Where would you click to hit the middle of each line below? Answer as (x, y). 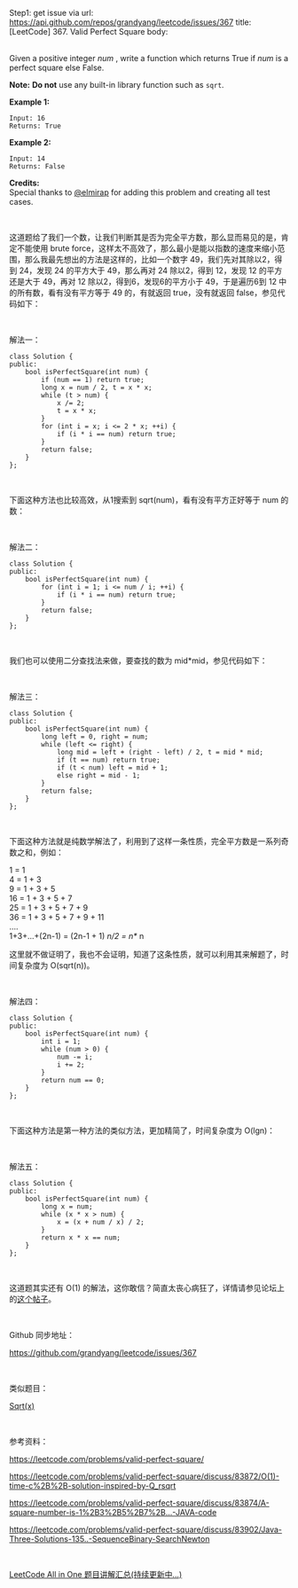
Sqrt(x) (22, 1406)
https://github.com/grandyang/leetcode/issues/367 (103, 1353)
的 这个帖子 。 (32, 1299)
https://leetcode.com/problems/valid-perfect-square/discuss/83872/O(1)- (145, 1476)
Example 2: (30, 142)
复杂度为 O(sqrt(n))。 (55, 965)
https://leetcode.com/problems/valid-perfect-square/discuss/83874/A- (139, 1503)
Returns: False (37, 167)
